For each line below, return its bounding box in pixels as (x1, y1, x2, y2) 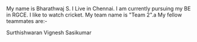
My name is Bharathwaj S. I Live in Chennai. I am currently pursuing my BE (6, 5, 191, 12)
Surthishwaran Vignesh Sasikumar (6, 29, 92, 36)
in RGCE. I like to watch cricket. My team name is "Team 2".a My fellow (6, 11, 183, 18)
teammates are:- (6, 18, 48, 24)
